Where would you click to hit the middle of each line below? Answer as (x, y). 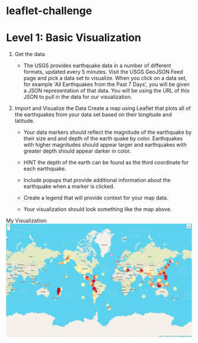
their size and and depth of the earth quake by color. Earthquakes (103, 138)
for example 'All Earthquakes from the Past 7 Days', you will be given (107, 84)
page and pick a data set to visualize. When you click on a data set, (105, 78)
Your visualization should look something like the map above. (98, 209)
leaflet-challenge (49, 11)
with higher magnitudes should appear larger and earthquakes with (105, 145)
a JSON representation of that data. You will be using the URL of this (106, 91)
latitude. (24, 121)
